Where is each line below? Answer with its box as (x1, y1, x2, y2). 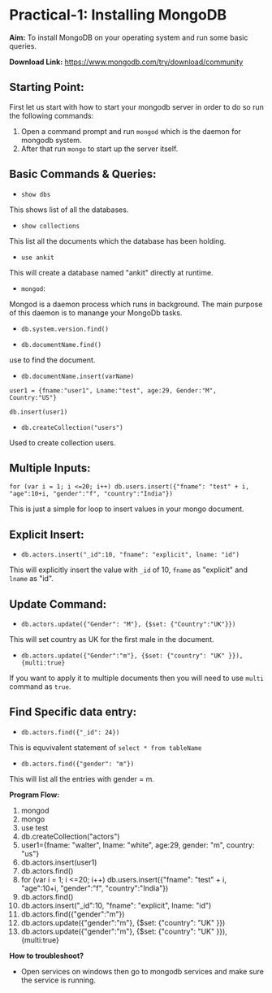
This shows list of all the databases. (9, 205, 129, 215)
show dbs (20, 190, 51, 198)
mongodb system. (20, 135, 82, 145)
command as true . (9, 682, 71, 692)
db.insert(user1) (9, 408, 68, 416)
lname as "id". (9, 574, 54, 583)
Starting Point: (9, 80, 84, 94)
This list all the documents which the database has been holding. (9, 236, 227, 245)
